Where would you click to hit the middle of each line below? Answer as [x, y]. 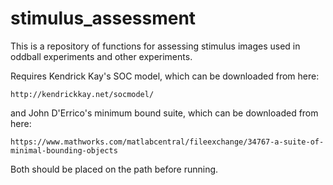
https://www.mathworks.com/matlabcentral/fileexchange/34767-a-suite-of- [167, 142]
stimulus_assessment [103, 18]
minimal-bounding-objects [64, 150]
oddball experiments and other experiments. [101, 56]
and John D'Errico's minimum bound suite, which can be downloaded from [164, 113]
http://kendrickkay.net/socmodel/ [82, 94]
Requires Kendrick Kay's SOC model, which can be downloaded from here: [165, 76]
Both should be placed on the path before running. [114, 169]
